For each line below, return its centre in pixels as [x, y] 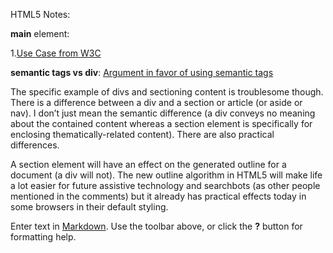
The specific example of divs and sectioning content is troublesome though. [167, 92]
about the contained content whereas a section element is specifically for [161, 123]
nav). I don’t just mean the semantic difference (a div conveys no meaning [163, 113]
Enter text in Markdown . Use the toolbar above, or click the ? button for [156, 226]
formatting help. [43, 237]
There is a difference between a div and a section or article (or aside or [156, 102]
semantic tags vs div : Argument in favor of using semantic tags [142, 72]
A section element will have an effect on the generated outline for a [148, 164]
